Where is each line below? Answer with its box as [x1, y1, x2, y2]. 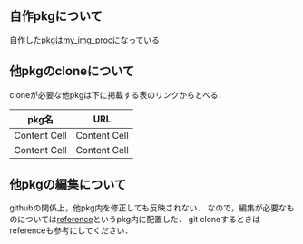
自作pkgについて [9, 8, 103, 24]
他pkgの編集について [9, 177, 127, 192]
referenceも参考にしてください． [9, 225, 133, 236]
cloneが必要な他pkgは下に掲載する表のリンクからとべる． [9, 89, 227, 100]
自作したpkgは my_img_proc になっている [9, 34, 161, 45]
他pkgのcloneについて [9, 63, 135, 79]
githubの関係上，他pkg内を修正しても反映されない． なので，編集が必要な [9, 202, 288, 213]
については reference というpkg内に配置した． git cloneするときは [16, 214, 261, 225]
